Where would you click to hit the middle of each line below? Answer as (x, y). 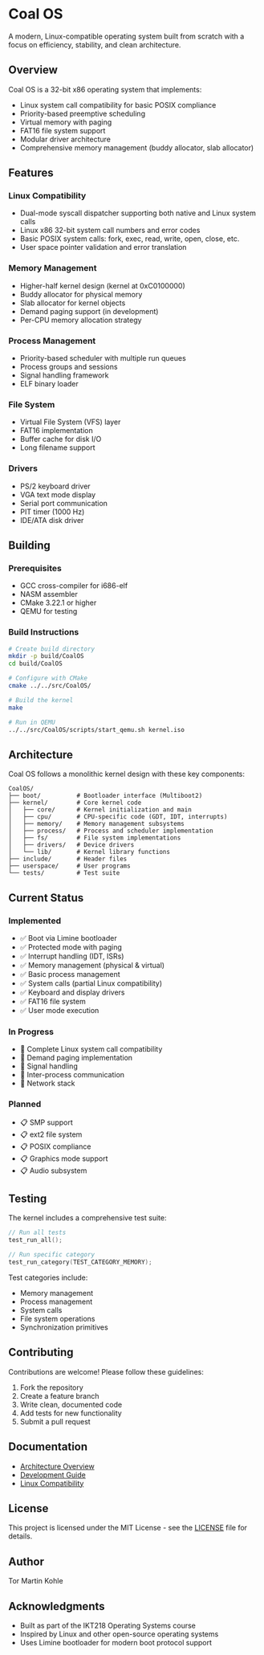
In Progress (31, 1032)
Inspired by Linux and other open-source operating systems (119, 1634)
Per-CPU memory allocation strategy (81, 320)
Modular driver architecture (65, 139)
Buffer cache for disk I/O (61, 439)
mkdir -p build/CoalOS (46, 656)
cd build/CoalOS (35, 664)
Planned (25, 1104)
